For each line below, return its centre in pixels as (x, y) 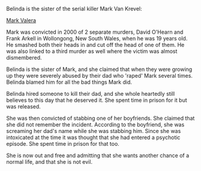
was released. (23, 107)
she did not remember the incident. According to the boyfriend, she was (95, 125)
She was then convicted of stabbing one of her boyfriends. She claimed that (100, 118)
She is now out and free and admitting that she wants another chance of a (98, 155)
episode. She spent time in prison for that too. (63, 144)
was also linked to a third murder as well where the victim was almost (92, 51)
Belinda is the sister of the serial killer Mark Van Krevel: (74, 9)
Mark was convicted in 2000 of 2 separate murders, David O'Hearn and (95, 32)
